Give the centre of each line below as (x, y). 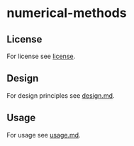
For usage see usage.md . (44, 135)
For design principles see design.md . (61, 95)
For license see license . (41, 56)
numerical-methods (67, 13)
